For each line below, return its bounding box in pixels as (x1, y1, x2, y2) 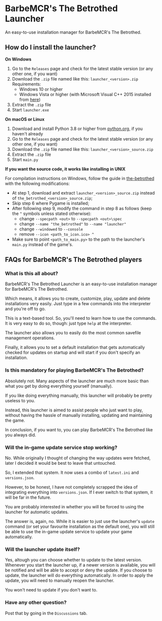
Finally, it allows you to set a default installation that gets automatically (5, 344, 145, 350)
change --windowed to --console (19, 226, 83, 232)
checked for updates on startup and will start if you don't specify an (5, 350, 140, 356)
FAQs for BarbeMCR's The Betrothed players (5, 256, 142, 264)
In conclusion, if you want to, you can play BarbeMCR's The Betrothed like (5, 426, 153, 432)
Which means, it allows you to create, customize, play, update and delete (5, 295, 150, 301)
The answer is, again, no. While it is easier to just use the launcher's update (5, 519, 155, 524)
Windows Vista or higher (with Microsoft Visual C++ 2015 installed (19, 91, 151, 97)
